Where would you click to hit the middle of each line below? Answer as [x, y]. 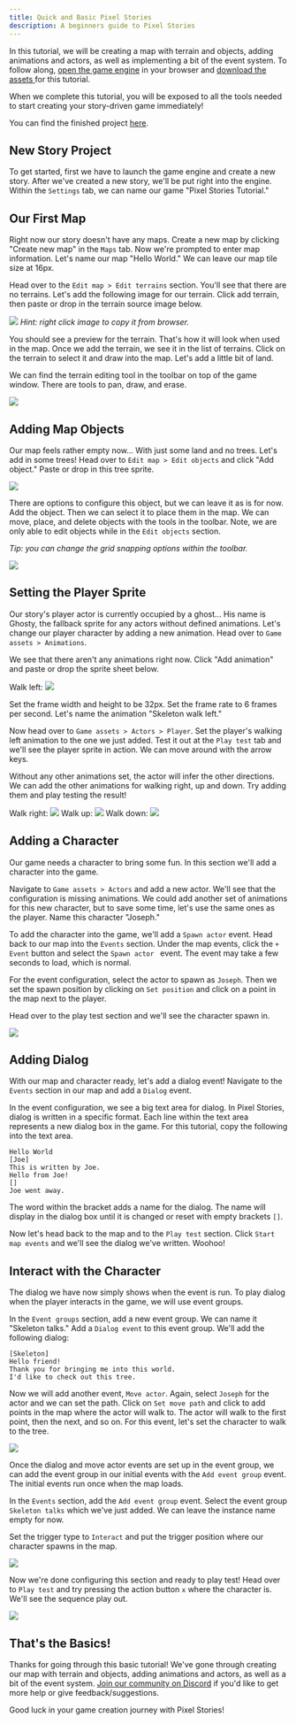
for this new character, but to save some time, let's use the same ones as [142, 907]
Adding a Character [64, 841]
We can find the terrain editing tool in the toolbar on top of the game [133, 375]
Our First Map [48, 218]
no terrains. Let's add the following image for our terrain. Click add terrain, [144, 295]
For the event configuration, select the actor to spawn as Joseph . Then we [143, 980]
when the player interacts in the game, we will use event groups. [126, 1302]
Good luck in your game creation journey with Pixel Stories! [117, 1710]
